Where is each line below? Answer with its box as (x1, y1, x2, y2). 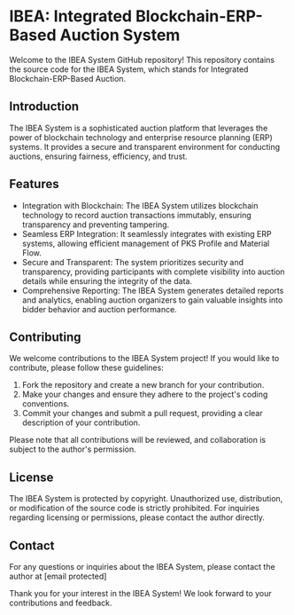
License (9, 469, 54, 485)
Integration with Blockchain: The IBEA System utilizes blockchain (21, 200, 259, 210)
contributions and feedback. (9, 597, 112, 608)
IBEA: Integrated (9, 6, 133, 27)
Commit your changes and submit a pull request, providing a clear (21, 408, 263, 419)
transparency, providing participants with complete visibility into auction (21, 266, 285, 277)
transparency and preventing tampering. (21, 219, 170, 230)
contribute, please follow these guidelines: (9, 362, 164, 374)
